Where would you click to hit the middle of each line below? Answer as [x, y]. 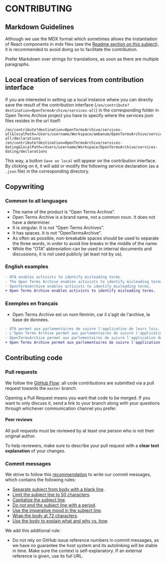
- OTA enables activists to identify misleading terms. [64, 277]
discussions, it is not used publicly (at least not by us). [67, 254]
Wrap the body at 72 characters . [45, 516]
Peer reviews [19, 420]
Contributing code [34, 358]
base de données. [31, 319]
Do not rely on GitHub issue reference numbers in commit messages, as [85, 540]
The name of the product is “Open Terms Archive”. [63, 212]
